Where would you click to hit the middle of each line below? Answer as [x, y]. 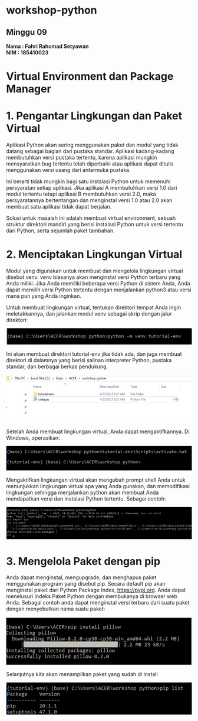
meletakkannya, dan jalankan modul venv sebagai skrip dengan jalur [89, 314]
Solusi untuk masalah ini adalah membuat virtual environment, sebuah [91, 218]
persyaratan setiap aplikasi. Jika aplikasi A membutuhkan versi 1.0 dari [92, 188]
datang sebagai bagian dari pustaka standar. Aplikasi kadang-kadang [90, 151]
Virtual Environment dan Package [90, 77]
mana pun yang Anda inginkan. [44, 296]
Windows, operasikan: [33, 438]
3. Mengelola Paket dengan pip [83, 561]
